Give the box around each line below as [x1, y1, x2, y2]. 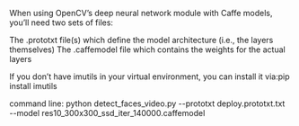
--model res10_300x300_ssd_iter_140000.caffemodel [9, 108, 206, 118]
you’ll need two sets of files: [9, 17, 114, 28]
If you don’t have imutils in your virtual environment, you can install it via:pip [9, 71, 290, 82]
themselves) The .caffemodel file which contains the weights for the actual [9, 44, 286, 55]
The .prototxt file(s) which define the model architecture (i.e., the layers [9, 35, 274, 45]
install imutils [9, 81, 57, 91]
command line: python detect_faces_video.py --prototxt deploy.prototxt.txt [9, 98, 286, 109]
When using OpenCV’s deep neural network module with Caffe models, [9, 8, 273, 18]
